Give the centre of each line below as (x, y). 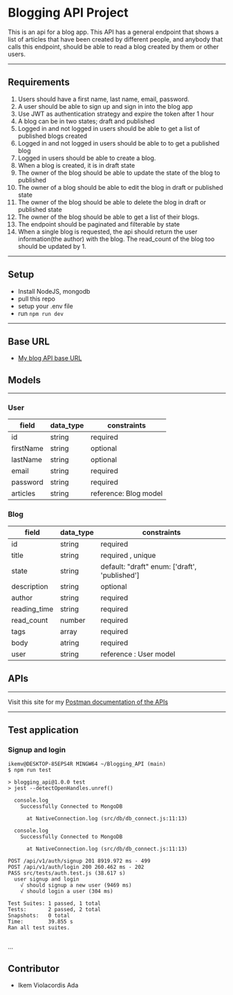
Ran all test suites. (39, 928)
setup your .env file (45, 306)
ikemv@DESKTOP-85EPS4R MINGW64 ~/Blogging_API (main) (87, 764)
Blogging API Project (68, 13)
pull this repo (37, 299)
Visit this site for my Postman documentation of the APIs (88, 702)
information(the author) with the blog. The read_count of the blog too (116, 239)
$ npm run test (30, 771)
